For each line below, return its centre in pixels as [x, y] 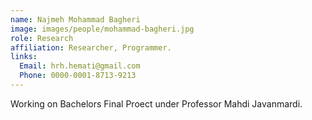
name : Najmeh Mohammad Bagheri [75, 19]
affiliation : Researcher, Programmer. [91, 47]
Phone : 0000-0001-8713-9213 [78, 76]
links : [24, 57]
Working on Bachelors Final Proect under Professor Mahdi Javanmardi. [156, 103]
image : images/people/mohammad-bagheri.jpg [102, 29]
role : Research [42, 38]
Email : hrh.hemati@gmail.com [80, 66]
